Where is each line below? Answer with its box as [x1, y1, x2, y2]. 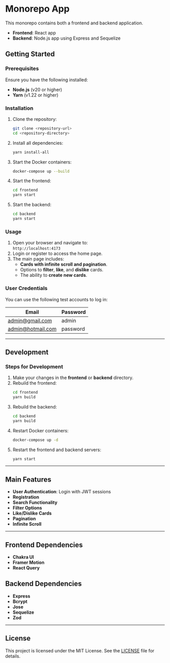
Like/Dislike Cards [12, 510, 52, 516]
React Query [12, 565, 40, 571]
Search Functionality [12, 499, 58, 506]
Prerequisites [5, 65, 39, 72]
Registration [12, 494, 39, 500]
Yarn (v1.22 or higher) [12, 92, 59, 98]
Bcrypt [12, 598, 28, 605]
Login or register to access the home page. [12, 250, 103, 257]
